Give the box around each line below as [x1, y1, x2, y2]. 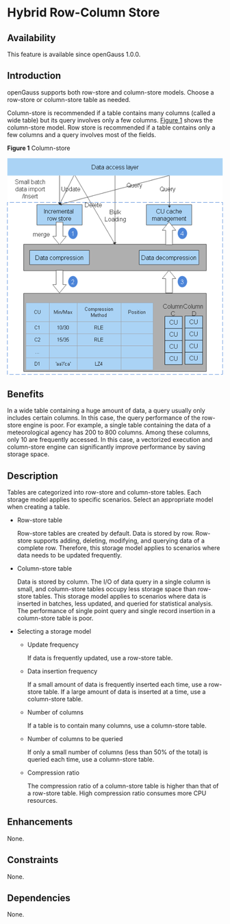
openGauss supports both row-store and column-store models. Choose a [7, 88, 214, 97]
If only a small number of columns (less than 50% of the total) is [27, 748, 208, 756]
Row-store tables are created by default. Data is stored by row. [16, 529, 194, 537]
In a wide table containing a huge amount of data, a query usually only [7, 406, 205, 415]
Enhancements [7, 816, 73, 828]
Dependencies [7, 892, 71, 903]
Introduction [7, 70, 62, 82]
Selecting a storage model [16, 627, 91, 635]
